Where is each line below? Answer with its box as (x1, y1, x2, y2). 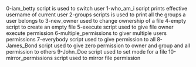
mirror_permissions (6, 55, 53, 61)
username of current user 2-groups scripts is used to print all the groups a (6, 11, 186, 18)
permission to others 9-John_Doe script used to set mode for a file (6, 48, 167, 55)
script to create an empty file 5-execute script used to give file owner (6, 23, 174, 30)
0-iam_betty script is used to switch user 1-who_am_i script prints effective (6, 5, 188, 12)
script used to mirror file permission (53, 55, 141, 61)
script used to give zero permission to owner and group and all (38, 42, 191, 49)
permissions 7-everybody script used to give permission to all (6, 36, 156, 43)
